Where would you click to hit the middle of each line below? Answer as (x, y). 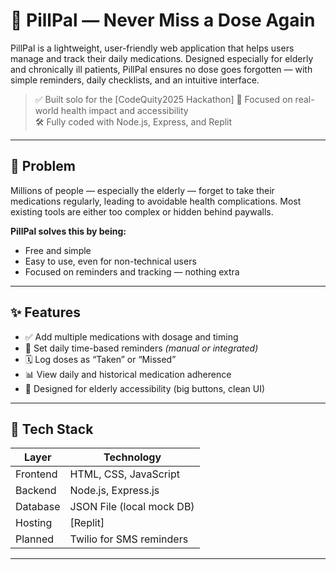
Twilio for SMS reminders (129, 539)
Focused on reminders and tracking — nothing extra (132, 271)
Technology (132, 457)
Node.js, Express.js (114, 491)
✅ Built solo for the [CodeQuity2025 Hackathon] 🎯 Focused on (163, 99)
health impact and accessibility (124, 110)
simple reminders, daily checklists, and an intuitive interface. (135, 80)
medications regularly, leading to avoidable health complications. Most (156, 201)
